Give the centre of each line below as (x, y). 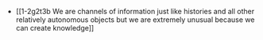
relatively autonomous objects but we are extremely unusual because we (135, 20)
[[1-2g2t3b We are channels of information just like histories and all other (135, 11)
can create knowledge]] (55, 28)
